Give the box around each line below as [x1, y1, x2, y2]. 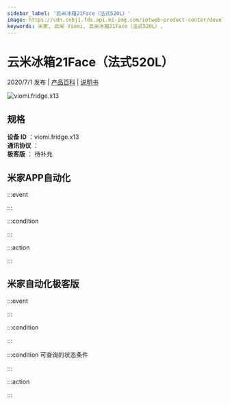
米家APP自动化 [7, 172, 71, 183]
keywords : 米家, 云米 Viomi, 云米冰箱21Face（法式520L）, [7, 23, 164, 29]
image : [7, 16, 26, 23]
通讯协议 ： [7, 142, 39, 150]
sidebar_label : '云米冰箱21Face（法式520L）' [7, 10, 131, 17]
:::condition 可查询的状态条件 [7, 350, 89, 359]
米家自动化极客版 [7, 278, 79, 290]
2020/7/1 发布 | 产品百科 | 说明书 [7, 78, 99, 86]
